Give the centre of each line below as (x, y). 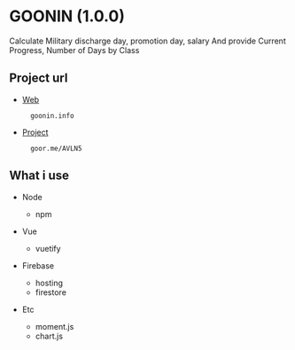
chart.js (49, 336)
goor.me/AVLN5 (56, 148)
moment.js (54, 326)
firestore (50, 292)
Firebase (38, 265)
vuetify (48, 248)
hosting (49, 283)
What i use (39, 176)
